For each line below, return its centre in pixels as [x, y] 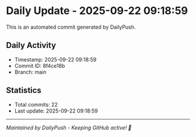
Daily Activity [31, 45]
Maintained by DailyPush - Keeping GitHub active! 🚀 [69, 128]
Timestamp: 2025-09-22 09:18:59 [55, 59]
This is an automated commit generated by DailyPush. [71, 27]
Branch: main [30, 72]
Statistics [24, 90]
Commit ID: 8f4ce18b [40, 66]
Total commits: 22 [36, 104]
